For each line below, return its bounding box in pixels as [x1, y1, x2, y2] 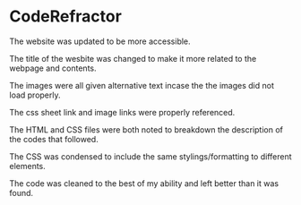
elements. [9, 160, 47, 171]
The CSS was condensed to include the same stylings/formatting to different [9, 150, 293, 162]
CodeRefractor [9, 6, 123, 27]
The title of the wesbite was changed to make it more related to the [9, 53, 257, 64]
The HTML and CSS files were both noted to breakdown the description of [9, 124, 284, 135]
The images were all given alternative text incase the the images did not [9, 80, 275, 90]
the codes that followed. [9, 133, 99, 144]
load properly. [9, 90, 61, 100]
